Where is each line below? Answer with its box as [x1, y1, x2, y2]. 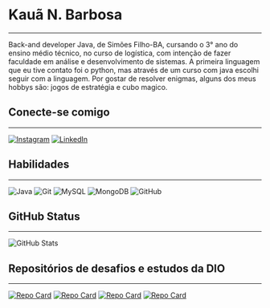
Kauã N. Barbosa [8, 6, 123, 24]
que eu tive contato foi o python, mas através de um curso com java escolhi [8, 65, 260, 75]
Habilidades [8, 158, 70, 172]
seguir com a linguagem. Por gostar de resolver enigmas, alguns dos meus [8, 74, 256, 83]
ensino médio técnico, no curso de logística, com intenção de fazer [8, 48, 231, 58]
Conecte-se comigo [8, 106, 110, 120]
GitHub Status [8, 209, 80, 223]
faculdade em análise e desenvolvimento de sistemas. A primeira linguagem [8, 56, 260, 66]
